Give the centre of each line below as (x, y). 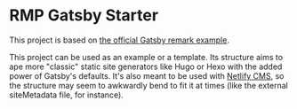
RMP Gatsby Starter (84, 16)
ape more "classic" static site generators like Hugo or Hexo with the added (146, 66)
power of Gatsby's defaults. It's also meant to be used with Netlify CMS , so (147, 75)
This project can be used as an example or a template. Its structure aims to (146, 57)
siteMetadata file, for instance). (67, 95)
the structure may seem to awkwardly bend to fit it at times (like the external (149, 85)
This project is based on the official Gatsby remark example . (119, 40)
